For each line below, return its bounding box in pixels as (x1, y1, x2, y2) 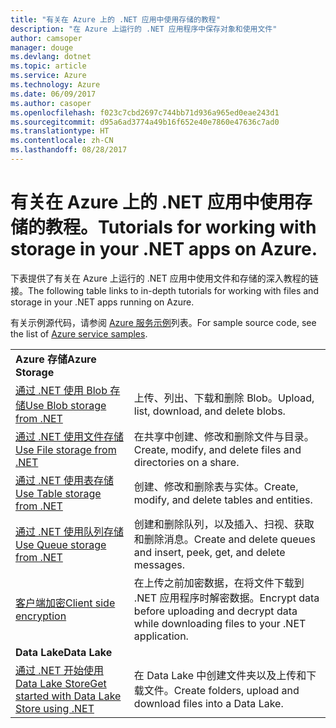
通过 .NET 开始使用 (15, 663, 104, 677)
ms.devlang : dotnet (10, 52, 92, 62)
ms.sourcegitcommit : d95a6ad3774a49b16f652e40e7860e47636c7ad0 (10, 117, 280, 127)
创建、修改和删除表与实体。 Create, (133, 479, 299, 493)
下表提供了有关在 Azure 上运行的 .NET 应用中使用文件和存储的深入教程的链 (10, 272, 319, 284)
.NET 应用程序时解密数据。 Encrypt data (133, 591, 320, 605)
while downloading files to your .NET (133, 616, 307, 630)
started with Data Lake (15, 689, 122, 703)
